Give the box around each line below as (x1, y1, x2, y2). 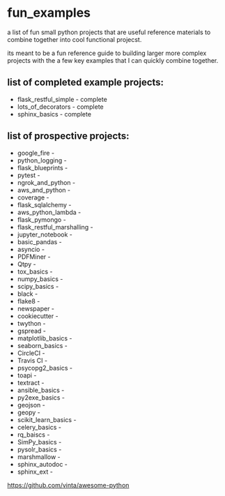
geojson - (17, 400, 45, 409)
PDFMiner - (17, 253, 51, 261)
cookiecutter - (17, 312, 59, 320)
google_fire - (17, 149, 54, 157)
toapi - (17, 371, 37, 379)
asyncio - (17, 245, 45, 253)
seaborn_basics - (17, 341, 68, 350)
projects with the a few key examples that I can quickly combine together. (7, 56, 219, 64)
